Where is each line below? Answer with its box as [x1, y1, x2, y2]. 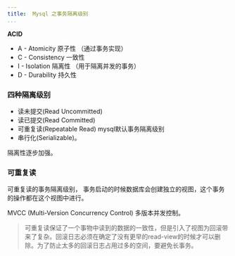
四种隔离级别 [7, 89, 51, 99]
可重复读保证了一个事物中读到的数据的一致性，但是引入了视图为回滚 [24, 224, 222, 232]
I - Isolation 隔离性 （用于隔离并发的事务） [17, 61, 141, 70]
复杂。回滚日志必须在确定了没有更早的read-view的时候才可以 [37, 233, 215, 241]
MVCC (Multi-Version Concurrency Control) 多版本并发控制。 [7, 209, 185, 217]
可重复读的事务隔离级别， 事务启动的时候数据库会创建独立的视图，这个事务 [7, 185, 225, 193]
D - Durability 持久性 [17, 70, 77, 79]
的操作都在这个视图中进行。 [7, 194, 88, 203]
